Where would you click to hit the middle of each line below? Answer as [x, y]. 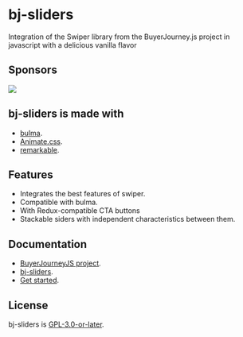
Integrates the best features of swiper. [82, 194]
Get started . [39, 281]
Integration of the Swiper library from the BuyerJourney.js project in [119, 37]
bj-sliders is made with [66, 114]
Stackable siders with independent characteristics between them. [127, 219]
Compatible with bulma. [59, 202]
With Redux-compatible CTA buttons [80, 211]
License [28, 305]
